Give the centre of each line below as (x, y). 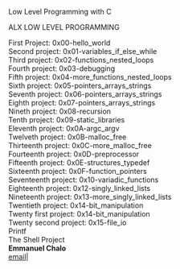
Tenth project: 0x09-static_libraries (67, 120)
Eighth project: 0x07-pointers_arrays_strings (82, 103)
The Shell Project (37, 240)
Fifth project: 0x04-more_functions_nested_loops (90, 77)
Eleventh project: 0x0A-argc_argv (64, 128)
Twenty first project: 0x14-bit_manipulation (79, 214)
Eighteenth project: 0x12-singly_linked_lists (80, 188)
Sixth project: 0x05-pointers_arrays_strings (80, 85)
